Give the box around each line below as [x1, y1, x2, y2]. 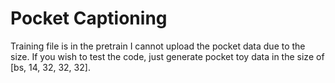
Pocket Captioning [10, 7, 168, 30]
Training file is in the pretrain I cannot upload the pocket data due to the [10, 40, 306, 52]
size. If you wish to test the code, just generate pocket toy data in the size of [10, 50, 325, 62]
